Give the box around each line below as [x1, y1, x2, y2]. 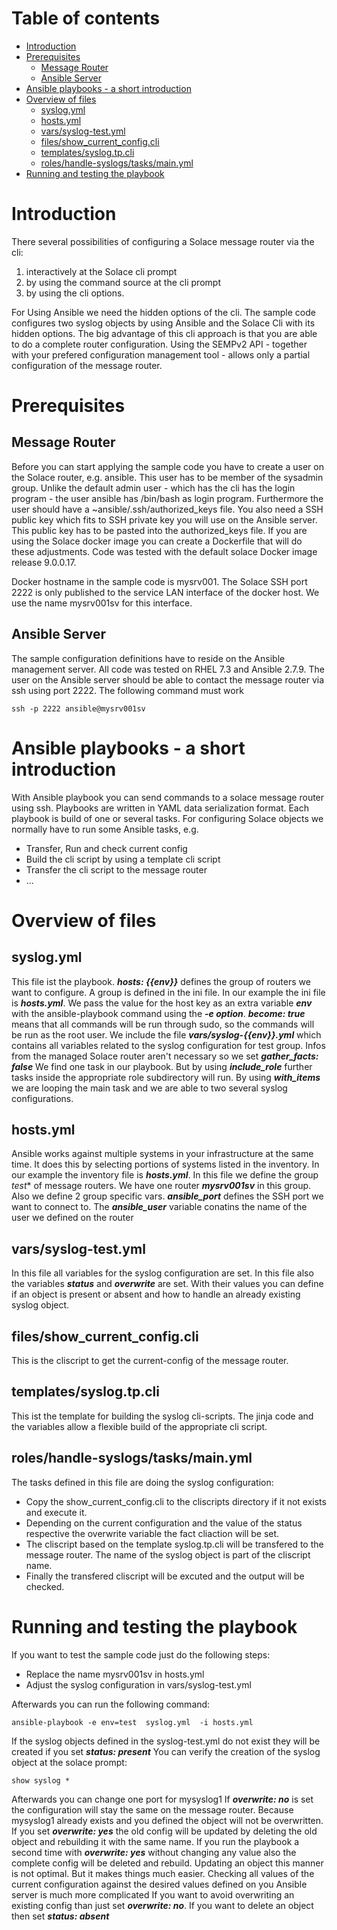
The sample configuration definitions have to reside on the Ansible [11, 652, 286, 664]
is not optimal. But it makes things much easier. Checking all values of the [11, 1867, 315, 1879]
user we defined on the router [11, 1212, 134, 1224]
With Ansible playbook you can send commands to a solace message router [11, 791, 325, 803]
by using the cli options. [25, 287, 125, 299]
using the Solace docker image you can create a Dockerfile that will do [11, 535, 303, 547]
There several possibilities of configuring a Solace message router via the [11, 235, 315, 247]
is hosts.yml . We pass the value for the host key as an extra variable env [11, 997, 313, 1009]
